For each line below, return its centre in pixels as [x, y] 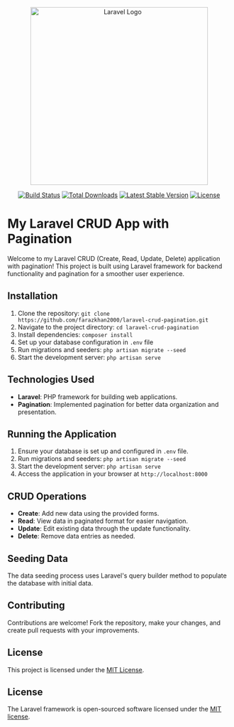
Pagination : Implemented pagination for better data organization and [118, 404]
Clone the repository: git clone [63, 313]
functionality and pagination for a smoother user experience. [96, 273]
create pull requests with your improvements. [73, 630]
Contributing [36, 606]
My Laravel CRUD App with [88, 224]
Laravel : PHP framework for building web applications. [97, 397]
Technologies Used [51, 380]
